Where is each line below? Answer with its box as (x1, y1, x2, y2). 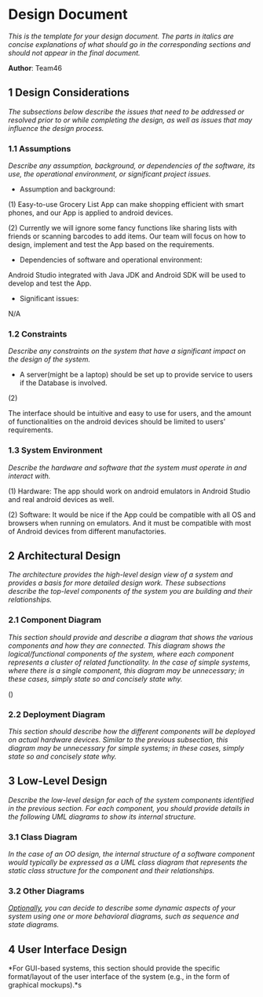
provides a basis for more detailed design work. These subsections (8, 578, 226, 588)
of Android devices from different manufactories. (8, 526, 166, 536)
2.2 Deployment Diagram (8, 708, 106, 719)
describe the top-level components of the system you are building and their (8, 587, 253, 596)
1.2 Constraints (8, 328, 68, 339)
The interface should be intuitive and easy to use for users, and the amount (8, 409, 252, 418)
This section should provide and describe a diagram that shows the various (8, 632, 254, 642)
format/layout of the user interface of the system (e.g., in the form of (8, 972, 230, 981)
